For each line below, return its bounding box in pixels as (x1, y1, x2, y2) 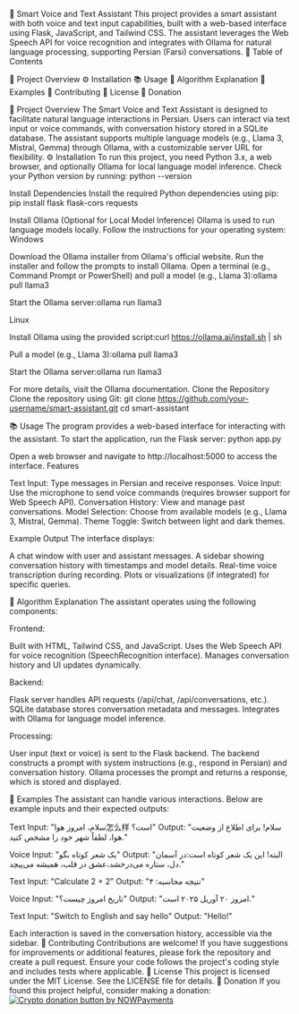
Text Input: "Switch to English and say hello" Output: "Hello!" (9, 911, 233, 921)
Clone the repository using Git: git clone (9, 394, 157, 404)
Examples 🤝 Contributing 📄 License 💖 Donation (9, 87, 182, 98)
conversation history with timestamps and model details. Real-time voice (9, 560, 278, 570)
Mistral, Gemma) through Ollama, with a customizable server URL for (9, 142, 263, 152)
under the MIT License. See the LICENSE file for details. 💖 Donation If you (9, 976, 280, 986)
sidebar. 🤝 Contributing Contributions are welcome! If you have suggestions (9, 938, 289, 948)
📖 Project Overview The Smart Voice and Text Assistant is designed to (9, 104, 269, 115)
